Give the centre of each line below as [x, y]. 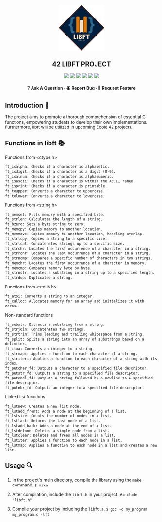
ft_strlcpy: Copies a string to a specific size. [56, 239]
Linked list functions [25, 397]
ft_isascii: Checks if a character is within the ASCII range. [70, 181]
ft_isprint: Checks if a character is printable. [56, 186]
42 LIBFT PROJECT [81, 64]
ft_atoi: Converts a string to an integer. [50, 296]
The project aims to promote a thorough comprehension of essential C [75, 117]
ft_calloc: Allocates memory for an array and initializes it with [75, 301]
